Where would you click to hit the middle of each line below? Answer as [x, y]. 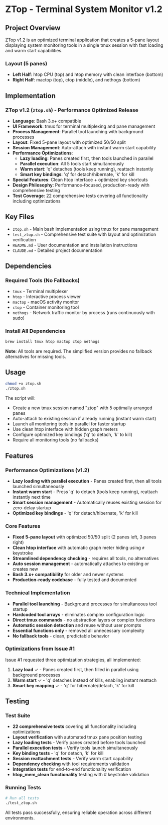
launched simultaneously [38, 486]
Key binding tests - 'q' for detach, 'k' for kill [58, 753]
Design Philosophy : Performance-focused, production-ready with [81, 185]
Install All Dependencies [36, 331]
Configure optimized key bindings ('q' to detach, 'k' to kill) [72, 435]
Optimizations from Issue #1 [40, 649]
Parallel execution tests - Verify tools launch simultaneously [75, 748]
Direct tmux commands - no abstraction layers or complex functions [84, 620]
